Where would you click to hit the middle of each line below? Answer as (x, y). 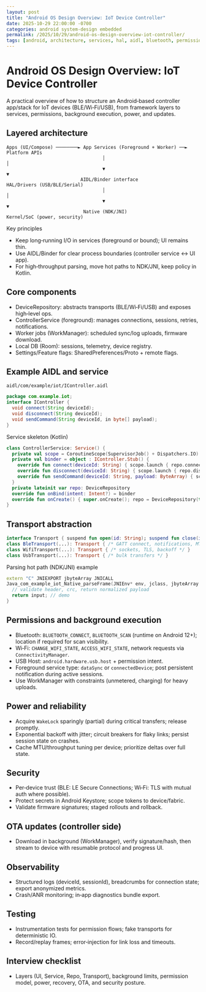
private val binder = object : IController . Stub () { (81, 460)
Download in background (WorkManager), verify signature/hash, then (103, 841)
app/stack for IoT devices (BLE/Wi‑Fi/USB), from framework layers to (93, 107)
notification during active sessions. (59, 674)
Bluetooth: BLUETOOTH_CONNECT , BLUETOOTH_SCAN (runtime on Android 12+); (106, 635)
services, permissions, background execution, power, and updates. (91, 113)
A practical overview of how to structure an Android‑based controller (93, 101)
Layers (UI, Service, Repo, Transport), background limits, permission (102, 976)
